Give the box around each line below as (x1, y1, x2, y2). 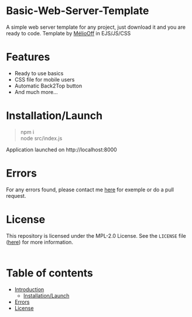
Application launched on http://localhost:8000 (6, 146, 117, 153)
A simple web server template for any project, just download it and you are (6, 23, 186, 31)
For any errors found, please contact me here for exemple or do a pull (6, 186, 174, 193)
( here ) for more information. (6, 238, 73, 245)
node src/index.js (20, 134, 63, 141)
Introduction (14, 286, 44, 293)
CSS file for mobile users (14, 76, 75, 83)
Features (6, 50, 50, 64)
